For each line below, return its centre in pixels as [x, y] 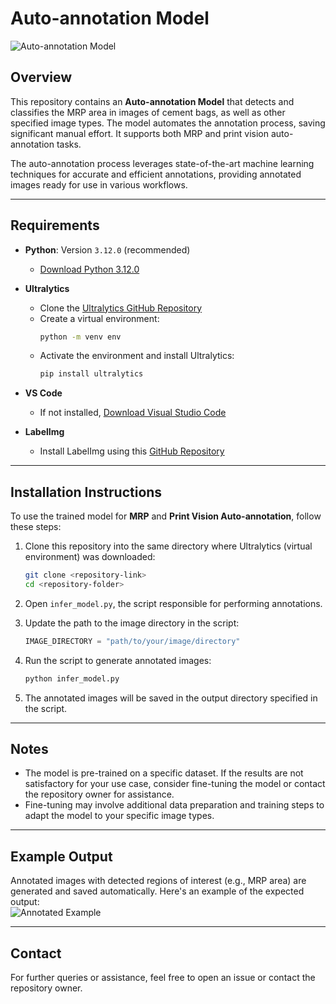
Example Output [61, 856]
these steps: [36, 527]
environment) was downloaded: [90, 557]
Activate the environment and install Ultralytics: [137, 356]
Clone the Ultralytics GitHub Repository [121, 308]
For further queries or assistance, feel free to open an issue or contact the [163, 978]
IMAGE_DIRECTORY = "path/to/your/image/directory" [132, 641]
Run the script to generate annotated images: [118, 660]
